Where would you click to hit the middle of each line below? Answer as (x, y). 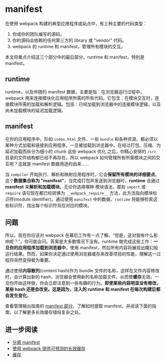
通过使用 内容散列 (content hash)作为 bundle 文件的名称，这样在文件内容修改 (82, 271)
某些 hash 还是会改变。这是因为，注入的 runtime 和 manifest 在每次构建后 (81, 290)
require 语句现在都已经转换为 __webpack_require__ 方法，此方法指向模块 (79, 193)
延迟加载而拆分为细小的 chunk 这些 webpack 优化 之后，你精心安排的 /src (81, 151)
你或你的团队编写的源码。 (38, 34)
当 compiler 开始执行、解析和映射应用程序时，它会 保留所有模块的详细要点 (80, 174)
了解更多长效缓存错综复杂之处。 (50, 312)
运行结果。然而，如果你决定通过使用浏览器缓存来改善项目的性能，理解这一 (81, 254)
